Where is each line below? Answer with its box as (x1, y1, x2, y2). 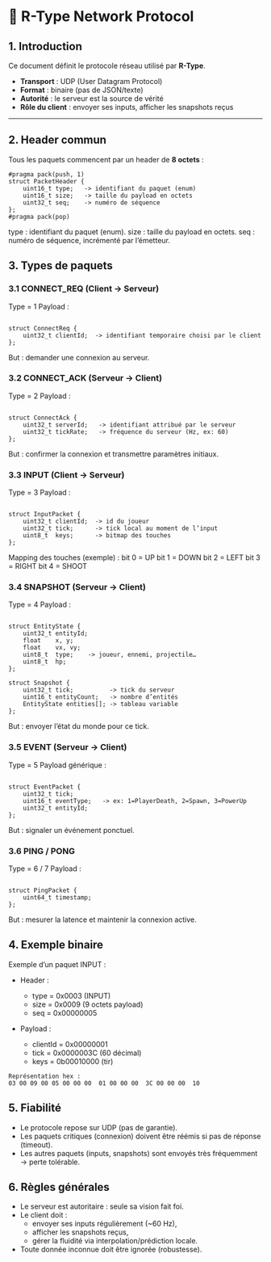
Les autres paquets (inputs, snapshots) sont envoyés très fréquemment (19, 1148, 258, 1158)
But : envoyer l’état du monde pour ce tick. (8, 721, 149, 731)
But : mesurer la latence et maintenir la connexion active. (8, 915, 198, 924)
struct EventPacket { (8, 783, 81, 791)
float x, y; (23, 637, 74, 645)
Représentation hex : (8, 1072, 81, 1080)
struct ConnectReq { (8, 324, 78, 332)
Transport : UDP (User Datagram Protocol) (19, 77, 163, 86)
